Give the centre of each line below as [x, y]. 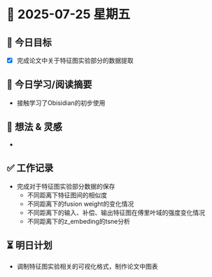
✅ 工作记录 [30, 168]
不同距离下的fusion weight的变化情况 [80, 204]
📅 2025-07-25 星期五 [69, 14]
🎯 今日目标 [29, 42]
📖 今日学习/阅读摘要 [49, 85]
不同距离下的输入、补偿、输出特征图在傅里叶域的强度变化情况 [116, 212]
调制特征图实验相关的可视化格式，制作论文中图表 [87, 267]
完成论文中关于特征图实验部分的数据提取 [75, 61]
